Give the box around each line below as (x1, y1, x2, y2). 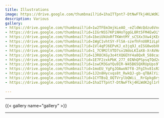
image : (5, 12, 19, 17)
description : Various (5, 16, 49, 21)
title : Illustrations (5, 7, 49, 12)
